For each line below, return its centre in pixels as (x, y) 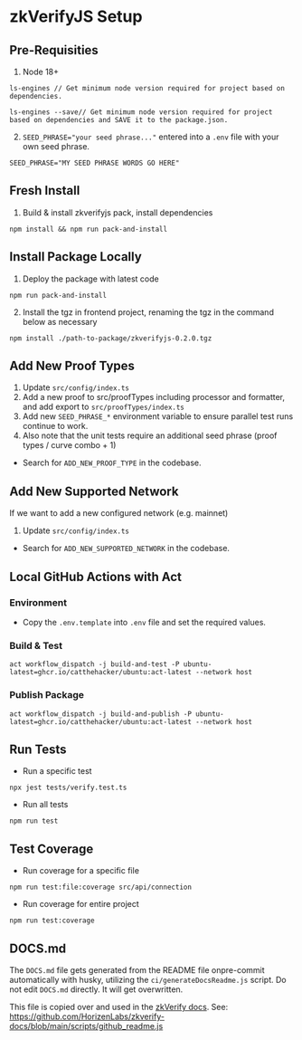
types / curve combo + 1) (69, 445)
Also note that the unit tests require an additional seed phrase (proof (150, 435)
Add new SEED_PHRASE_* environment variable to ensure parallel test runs (158, 416)
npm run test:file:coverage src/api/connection (101, 887)
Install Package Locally (75, 257)
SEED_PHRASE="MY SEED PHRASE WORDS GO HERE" (94, 163)
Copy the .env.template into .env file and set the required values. (144, 622)
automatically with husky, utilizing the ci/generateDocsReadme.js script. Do (148, 979)
